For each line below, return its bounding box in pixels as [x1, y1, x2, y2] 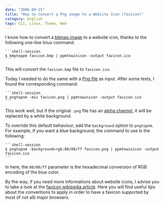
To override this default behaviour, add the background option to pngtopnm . [5, 122, 154, 128]
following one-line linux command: [5, 40, 75, 46]
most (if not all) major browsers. [5, 195, 70, 201]
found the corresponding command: [5, 81, 79, 87]
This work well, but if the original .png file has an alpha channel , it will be [5, 108, 152, 114]
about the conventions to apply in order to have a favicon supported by [5, 189, 149, 195]
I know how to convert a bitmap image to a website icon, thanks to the [5, 34, 147, 40]
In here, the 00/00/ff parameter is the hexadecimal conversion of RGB [5, 164, 147, 170]
